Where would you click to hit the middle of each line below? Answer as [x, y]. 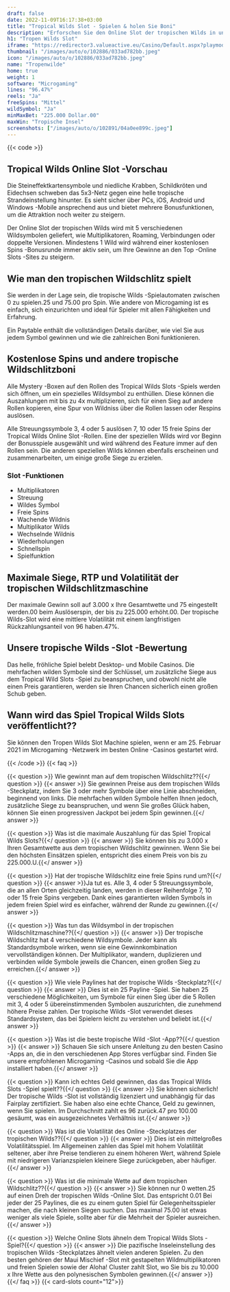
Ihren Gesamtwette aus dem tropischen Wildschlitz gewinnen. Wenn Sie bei [114, 847]
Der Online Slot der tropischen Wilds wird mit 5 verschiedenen [95, 228]
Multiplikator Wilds [43, 527]
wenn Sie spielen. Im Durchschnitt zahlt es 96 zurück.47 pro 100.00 [102, 1110]
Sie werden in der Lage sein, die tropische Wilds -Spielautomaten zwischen [114, 295]
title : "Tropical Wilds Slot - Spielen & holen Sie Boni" [91, 26]
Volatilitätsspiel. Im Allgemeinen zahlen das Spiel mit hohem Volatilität [105, 1145]
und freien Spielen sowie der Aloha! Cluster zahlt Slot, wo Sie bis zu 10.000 [113, 1267]
